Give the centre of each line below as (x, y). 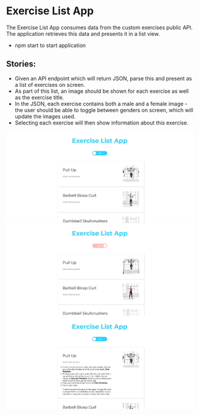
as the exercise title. (39, 97)
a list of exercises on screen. (50, 85)
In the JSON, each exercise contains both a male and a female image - (101, 104)
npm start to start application (50, 45)
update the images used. (45, 116)
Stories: (21, 64)
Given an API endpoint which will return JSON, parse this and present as (103, 78)
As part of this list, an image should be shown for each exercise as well (102, 91)
